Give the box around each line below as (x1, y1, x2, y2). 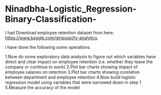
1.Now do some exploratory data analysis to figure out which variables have (5, 53, 156, 59)
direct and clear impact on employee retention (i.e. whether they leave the (5, 59, 153, 64)
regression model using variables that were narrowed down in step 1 (5, 79, 142, 85)
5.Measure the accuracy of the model (5, 84, 80, 90)
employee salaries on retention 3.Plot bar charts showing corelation (5, 69, 140, 75)
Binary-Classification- (5, 14, 97, 25)
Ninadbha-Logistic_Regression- (5, 3, 137, 15)
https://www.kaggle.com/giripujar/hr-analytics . (5, 35, 98, 41)
